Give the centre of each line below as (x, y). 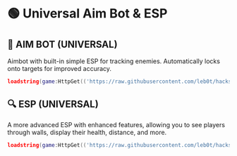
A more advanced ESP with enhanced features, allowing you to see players (116, 124)
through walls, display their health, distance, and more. (87, 132)
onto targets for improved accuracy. (59, 69)
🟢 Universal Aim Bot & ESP (87, 14)
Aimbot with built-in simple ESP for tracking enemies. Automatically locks (114, 61)
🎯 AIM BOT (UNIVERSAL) (62, 44)
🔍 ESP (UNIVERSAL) (53, 104)
